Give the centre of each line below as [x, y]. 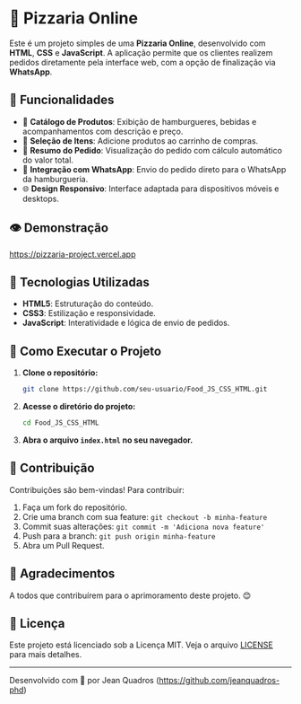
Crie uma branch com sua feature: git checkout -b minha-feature [145, 516]
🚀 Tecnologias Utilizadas [79, 282]
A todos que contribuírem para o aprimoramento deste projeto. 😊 [130, 595]
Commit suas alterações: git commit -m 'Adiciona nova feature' [143, 526]
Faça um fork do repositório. [75, 507]
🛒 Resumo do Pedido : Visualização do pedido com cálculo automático [152, 150]
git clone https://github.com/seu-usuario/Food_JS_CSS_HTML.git [145, 390]
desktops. [41, 198]
